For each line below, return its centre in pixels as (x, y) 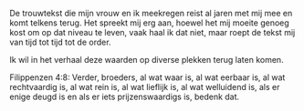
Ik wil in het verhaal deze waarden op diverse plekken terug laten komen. (147, 60)
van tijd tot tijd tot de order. (60, 42)
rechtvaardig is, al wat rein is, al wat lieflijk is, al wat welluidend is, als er (145, 87)
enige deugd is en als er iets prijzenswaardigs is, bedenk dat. (125, 96)
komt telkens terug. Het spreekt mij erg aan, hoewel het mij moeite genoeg (149, 23)
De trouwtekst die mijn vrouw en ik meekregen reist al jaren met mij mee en (151, 13)
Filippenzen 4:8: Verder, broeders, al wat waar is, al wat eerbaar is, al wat (147, 77)
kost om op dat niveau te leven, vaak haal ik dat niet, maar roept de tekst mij (152, 32)
